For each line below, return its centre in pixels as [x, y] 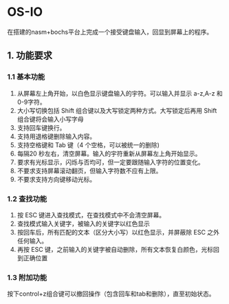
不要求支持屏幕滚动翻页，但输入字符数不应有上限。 [89, 171]
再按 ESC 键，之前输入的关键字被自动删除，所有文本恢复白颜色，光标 [115, 249]
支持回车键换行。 [41, 127]
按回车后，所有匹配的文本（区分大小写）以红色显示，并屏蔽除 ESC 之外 [118, 232]
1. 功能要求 [30, 56]
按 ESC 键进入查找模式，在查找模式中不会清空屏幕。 [91, 215]
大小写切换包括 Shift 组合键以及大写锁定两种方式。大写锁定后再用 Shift [117, 110]
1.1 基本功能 [26, 77]
